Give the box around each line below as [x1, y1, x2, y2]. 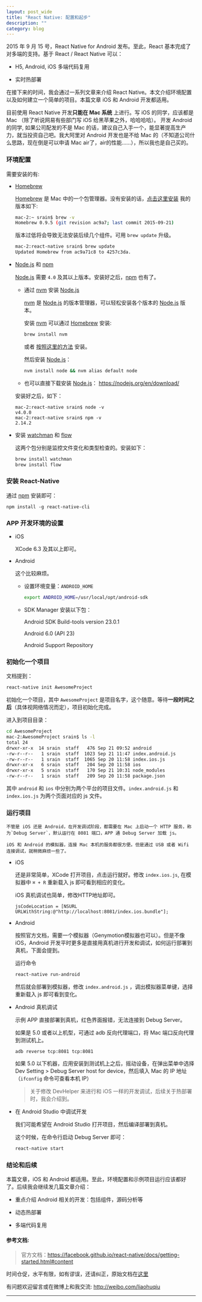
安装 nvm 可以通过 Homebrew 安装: [23, 319, 112, 327]
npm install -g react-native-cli [6, 503, 90, 510]
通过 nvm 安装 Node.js [23, 286, 80, 293]
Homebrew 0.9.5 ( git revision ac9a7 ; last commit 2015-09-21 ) [14, 220, 174, 226]
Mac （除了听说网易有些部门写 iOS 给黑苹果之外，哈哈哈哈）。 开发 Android [6, 117, 192, 124]
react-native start [14, 1146, 64, 1152]
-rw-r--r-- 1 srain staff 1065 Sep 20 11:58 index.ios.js [6, 756, 165, 763]
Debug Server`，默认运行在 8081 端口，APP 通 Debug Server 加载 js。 [13, 831, 179, 837]
